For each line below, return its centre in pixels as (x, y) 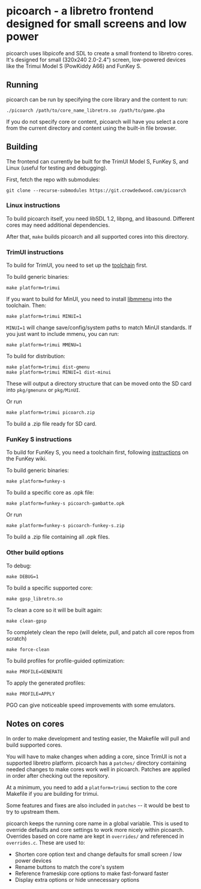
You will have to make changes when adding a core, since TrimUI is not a (97, 756)
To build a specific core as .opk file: (50, 493)
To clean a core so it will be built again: (54, 610)
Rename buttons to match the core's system (70, 867)
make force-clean (28, 649)
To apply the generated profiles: (46, 683)
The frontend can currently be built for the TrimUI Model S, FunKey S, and (97, 161)
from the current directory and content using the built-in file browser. (91, 128)
